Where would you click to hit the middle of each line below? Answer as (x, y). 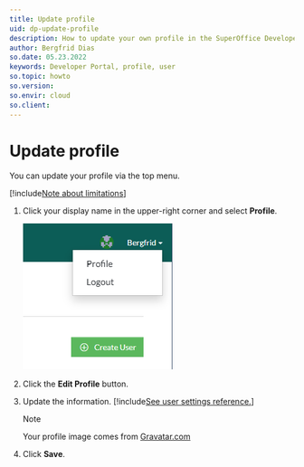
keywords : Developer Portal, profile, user (93, 67)
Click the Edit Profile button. (76, 384)
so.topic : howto (40, 77)
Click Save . (44, 454)
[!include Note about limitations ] (68, 194)
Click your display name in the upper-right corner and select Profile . (150, 211)
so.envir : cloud (40, 95)
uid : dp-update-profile (54, 29)
